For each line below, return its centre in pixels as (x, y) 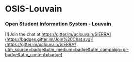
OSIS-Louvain (33, 9)
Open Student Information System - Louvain (58, 24)
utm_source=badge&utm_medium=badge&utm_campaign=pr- (67, 50)
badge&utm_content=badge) (34, 55)
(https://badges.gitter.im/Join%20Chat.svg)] (49, 39)
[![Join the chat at (23, 34)
